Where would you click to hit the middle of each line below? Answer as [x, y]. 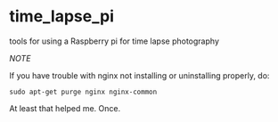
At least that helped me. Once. [65, 108]
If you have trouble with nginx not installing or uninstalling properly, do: [139, 75]
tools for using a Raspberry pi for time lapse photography [114, 41]
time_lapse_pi [61, 16]
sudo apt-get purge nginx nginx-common [83, 92]
